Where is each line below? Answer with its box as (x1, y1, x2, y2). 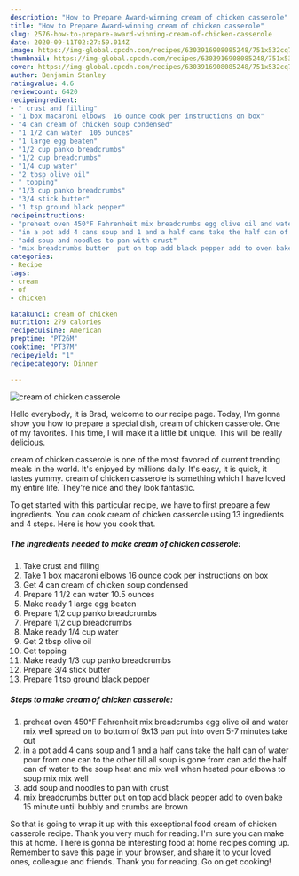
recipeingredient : (10, 95, 78, 105)
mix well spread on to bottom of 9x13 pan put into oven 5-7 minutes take (22, 726, 288, 737)
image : (10, 46, 35, 55)
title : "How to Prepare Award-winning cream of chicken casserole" (10, 21, 265, 30)
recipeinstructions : (10, 210, 87, 220)
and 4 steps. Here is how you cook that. (10, 518, 156, 529)
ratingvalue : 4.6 (10, 79, 75, 88)
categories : (10, 252, 54, 262)
